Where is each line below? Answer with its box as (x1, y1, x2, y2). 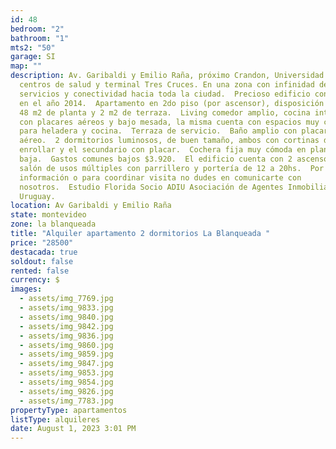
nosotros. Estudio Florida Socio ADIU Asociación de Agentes (19, 182, 284, 192)
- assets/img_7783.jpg (19, 396, 114, 406)
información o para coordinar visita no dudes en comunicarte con (19, 172, 302, 183)
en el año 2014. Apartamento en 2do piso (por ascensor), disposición (19, 98, 325, 108)
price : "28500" (10, 237, 74, 248)
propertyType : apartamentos (10, 405, 128, 415)
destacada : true (10, 247, 78, 257)
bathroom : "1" (10, 33, 70, 43)
